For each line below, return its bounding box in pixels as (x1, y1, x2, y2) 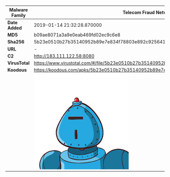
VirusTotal (7, 60, 30, 66)
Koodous (7, 67, 27, 73)
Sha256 (7, 39, 25, 45)
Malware (9, 7, 28, 13)
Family (11, 12, 26, 18)
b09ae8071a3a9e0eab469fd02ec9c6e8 (33, 32, 120, 38)
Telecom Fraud (122, 10, 155, 15)
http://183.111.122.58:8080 (33, 53, 95, 59)
